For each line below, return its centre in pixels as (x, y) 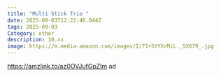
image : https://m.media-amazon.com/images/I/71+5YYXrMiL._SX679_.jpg (111, 46)
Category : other (31, 33)
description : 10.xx (36, 40)
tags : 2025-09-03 (33, 27)
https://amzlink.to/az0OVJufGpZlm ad (62, 66)
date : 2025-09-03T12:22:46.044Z (54, 20)
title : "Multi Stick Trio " (48, 14)
